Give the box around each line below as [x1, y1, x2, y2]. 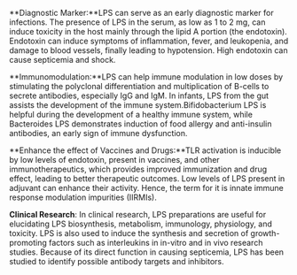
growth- [250, 228, 280, 238]
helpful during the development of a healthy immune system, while [9, 110, 253, 119]
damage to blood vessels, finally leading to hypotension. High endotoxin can [9, 45, 288, 56]
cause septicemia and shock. [9, 55, 116, 65]
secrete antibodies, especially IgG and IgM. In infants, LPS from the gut [9, 90, 269, 101]
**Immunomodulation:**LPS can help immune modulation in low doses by [9, 72, 284, 82]
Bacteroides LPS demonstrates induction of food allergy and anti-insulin [9, 118, 272, 129]
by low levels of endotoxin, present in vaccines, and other [9, 155, 220, 164]
